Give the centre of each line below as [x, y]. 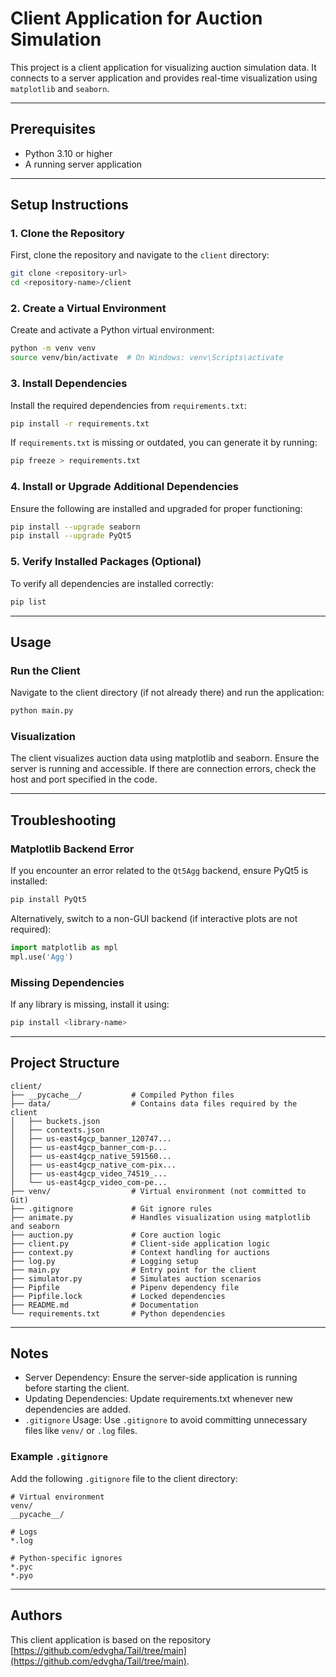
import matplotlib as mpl [64, 947]
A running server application [83, 164]
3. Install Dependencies [69, 384]
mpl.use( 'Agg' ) [42, 957]
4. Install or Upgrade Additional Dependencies [125, 487]
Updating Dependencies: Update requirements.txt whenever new [159, 1399]
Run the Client [45, 670]
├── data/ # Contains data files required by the [154, 1103]
